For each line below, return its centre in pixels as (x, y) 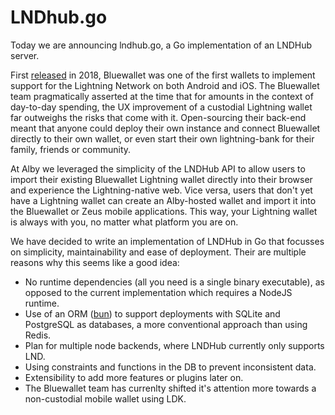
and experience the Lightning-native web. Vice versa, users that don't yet (161, 190)
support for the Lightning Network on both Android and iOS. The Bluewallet (165, 85)
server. (25, 55)
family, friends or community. (71, 149)
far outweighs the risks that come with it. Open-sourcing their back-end (158, 117)
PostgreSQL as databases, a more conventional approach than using (166, 324)
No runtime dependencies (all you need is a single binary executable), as (174, 282)
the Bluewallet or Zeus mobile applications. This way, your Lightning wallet (164, 211)
